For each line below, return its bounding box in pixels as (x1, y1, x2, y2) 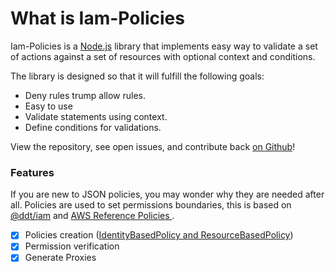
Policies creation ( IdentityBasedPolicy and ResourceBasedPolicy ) (24, 229, 294, 241)
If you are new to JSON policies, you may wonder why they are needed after (10, 188, 325, 201)
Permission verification (24, 240, 120, 252)
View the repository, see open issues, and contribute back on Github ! (10, 140, 296, 152)
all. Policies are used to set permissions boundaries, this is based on (10, 199, 292, 211)
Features (10, 165, 55, 179)
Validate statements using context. (24, 110, 168, 122)
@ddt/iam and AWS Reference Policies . (10, 210, 175, 222)
